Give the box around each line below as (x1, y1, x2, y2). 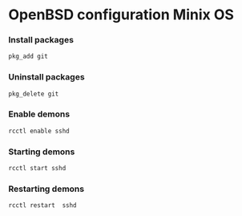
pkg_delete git (8, 90, 59, 98)
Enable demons (8, 108, 71, 120)
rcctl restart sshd (8, 202, 78, 210)
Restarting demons (8, 183, 85, 194)
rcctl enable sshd (8, 127, 70, 135)
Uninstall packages (8, 71, 86, 83)
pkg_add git (8, 52, 48, 61)
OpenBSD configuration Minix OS (8, 6, 235, 24)
